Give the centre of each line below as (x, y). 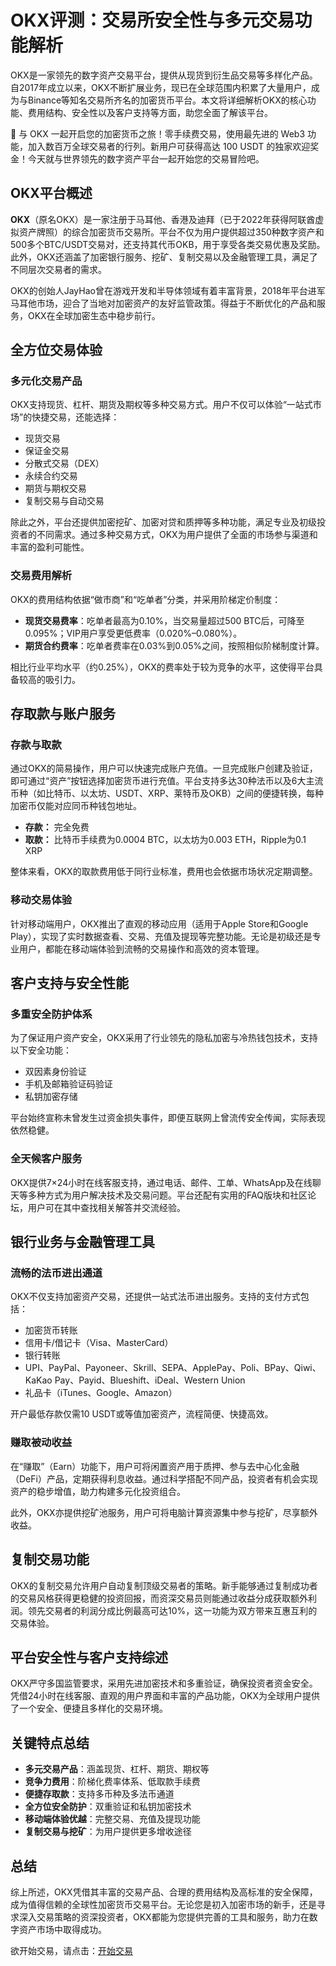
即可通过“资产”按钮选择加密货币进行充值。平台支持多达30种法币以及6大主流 (167, 781)
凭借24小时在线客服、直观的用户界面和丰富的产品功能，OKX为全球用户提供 (165, 1696)
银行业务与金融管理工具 (82, 1242)
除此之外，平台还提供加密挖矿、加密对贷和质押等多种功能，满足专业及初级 (163, 522)
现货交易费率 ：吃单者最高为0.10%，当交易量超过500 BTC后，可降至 (164, 620)
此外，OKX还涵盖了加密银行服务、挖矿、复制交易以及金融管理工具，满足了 (164, 257)
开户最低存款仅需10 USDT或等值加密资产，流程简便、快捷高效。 (142, 1414)
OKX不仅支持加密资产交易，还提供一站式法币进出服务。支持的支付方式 (155, 1297)
